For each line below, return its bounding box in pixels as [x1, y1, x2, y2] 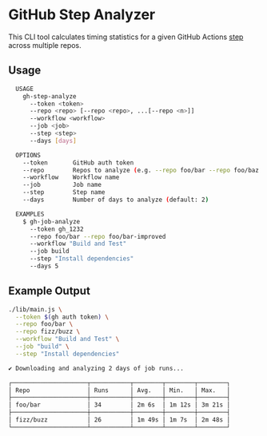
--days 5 [29, 262, 59, 270]
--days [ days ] [29, 137, 78, 145]
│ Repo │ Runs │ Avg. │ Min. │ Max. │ [8, 386, 230, 394]
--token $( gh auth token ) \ [15, 313, 110, 321]
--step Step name [22, 188, 106, 196]
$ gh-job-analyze [22, 217, 81, 225]
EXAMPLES [15, 210, 45, 218]
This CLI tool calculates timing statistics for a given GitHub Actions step [8, 32, 244, 42]
